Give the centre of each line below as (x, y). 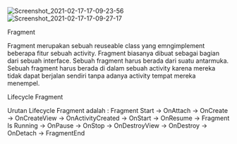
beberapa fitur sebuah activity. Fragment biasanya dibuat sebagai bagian (114, 53)
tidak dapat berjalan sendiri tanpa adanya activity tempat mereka (102, 76)
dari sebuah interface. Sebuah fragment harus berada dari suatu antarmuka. (118, 61)
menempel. (24, 83)
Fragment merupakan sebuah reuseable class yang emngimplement (106, 46)
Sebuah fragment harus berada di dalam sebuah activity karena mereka (111, 68)
